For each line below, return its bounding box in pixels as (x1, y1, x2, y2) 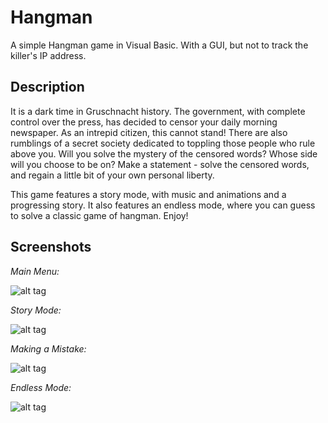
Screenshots (10, 239, 92, 256)
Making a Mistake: (10, 342, 87, 355)
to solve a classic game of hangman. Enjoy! (10, 209, 189, 221)
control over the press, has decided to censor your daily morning (10, 116, 278, 128)
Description (10, 79, 85, 96)
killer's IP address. (10, 49, 87, 61)
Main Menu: (10, 265, 60, 277)
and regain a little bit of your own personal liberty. (10, 169, 215, 181)
